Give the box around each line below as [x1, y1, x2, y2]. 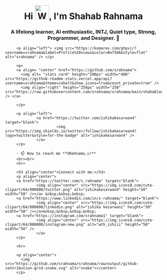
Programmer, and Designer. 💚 [47, 35, 120, 42]
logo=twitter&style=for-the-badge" [5, 133, 79, 138]
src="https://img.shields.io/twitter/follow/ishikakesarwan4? [5, 129, 137, 134]
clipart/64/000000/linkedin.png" [5, 205, 75, 210]
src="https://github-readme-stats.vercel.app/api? [5, 76, 112, 82]
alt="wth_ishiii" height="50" [87, 222, 150, 227]
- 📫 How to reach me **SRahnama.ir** [16, 151, 96, 156]
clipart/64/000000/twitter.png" [5, 187, 72, 192]
